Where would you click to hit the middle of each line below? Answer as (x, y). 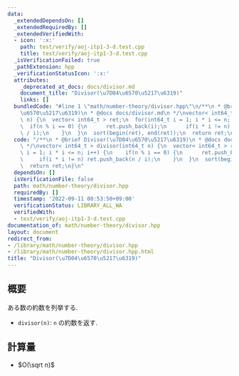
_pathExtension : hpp (44, 67)
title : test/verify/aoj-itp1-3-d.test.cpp (84, 54)
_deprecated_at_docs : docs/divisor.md (78, 87)
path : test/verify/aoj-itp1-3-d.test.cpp (82, 47)
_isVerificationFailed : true (57, 60)
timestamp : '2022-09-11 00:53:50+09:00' (74, 199)
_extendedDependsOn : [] (49, 21)
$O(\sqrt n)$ (36, 365)
